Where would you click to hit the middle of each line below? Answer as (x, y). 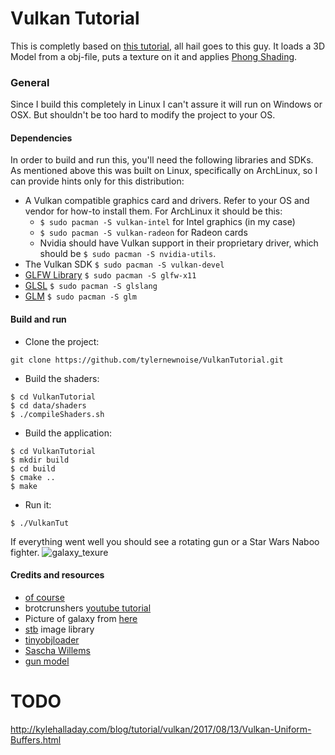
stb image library (59, 629)
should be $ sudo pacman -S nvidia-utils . (128, 254)
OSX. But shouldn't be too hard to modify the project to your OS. (143, 115)
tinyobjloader (52, 639)
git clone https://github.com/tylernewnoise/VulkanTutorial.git (147, 360)
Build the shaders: (62, 378)
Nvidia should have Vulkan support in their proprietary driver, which (179, 243)
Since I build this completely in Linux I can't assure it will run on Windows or (166, 104)
